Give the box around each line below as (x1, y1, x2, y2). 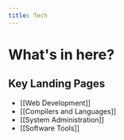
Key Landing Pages (8, 77, 106, 91)
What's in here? (8, 45, 115, 63)
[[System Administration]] (19, 115, 105, 124)
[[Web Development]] (19, 98, 91, 108)
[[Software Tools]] (19, 123, 80, 133)
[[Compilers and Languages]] (19, 106, 117, 115)
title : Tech (8, 11, 48, 20)
